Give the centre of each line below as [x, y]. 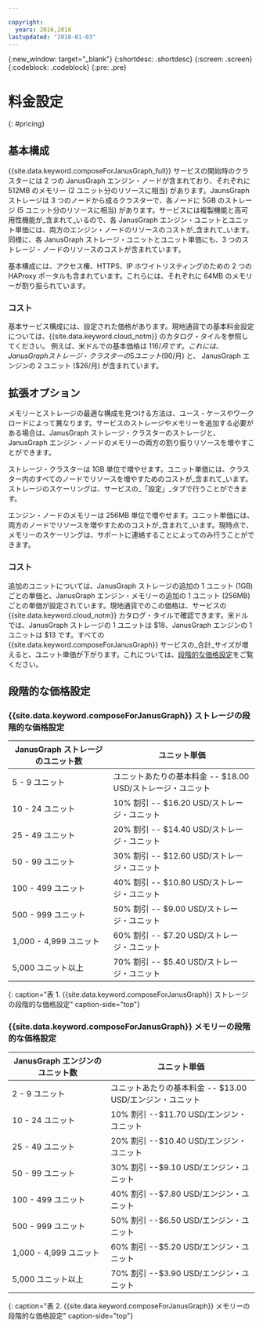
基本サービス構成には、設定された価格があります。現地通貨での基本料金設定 [131, 327]
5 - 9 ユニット [39, 783]
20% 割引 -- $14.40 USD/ [163, 830]
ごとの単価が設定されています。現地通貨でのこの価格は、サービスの [117, 605]
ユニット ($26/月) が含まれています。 [103, 366]
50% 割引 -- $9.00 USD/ [160, 909]
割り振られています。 [56, 286]
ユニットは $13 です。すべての [56, 635]
